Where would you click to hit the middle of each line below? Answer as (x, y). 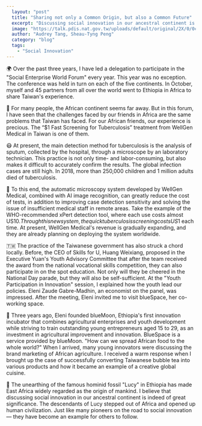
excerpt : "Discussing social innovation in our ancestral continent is (103, 23)
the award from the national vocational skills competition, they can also (94, 265)
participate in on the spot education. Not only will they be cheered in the (96, 271)
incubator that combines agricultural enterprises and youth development (96, 321)
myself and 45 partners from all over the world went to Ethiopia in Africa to (99, 90)
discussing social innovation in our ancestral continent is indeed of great (96, 397)
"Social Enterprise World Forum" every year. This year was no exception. (96, 77)
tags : (19, 46)
